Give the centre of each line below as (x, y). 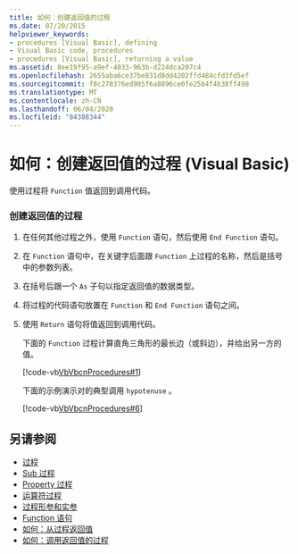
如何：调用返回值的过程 (65, 541)
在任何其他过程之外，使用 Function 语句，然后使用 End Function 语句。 (153, 237)
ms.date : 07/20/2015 (48, 26)
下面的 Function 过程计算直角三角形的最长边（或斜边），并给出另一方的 (152, 343)
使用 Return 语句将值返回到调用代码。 (91, 324)
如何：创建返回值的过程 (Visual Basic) (149, 164)
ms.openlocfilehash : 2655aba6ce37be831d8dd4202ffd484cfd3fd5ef (129, 76)
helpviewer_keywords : (50, 34)
